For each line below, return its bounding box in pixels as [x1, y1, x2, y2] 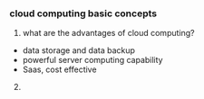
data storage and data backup [22, 45, 136, 56]
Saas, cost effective [22, 64, 97, 75]
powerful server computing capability [22, 55, 163, 66]
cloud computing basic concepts [9, 7, 157, 20]
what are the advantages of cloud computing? [22, 28, 195, 39]
